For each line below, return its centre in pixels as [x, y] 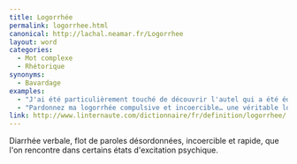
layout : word [33, 42]
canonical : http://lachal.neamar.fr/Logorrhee [96, 34]
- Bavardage [39, 83]
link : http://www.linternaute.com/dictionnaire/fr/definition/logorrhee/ [148, 116]
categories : [31, 50]
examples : [27, 91]
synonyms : [27, 75]
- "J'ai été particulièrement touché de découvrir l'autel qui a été [148, 99]
